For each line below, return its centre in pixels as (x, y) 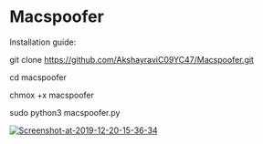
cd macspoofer (38, 77)
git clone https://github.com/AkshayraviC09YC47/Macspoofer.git (131, 59)
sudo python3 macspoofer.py (65, 112)
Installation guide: (43, 42)
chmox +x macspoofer (52, 95)
